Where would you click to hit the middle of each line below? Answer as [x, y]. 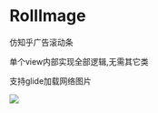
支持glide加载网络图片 [51, 81]
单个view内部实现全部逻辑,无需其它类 [79, 61]
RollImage [48, 16]
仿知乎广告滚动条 [41, 42]
